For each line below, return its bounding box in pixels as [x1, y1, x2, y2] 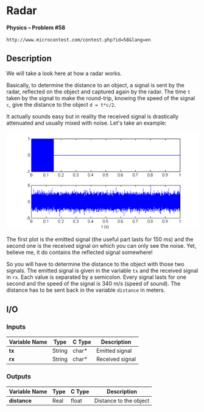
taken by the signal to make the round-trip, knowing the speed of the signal [6, 94, 195, 101]
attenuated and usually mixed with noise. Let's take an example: [6, 119, 167, 126]
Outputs [6, 372, 32, 381]
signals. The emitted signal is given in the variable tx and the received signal [6, 267, 199, 275]
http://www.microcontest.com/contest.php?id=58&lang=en [6, 37, 151, 43]
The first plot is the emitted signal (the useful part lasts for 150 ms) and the [6, 236, 194, 243]
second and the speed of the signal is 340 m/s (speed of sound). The [6, 280, 181, 287]
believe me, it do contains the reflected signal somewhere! [6, 248, 153, 256]
